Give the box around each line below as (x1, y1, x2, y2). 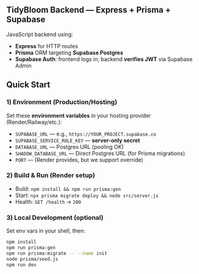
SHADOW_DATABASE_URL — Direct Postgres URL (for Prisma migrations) (15, 150, 186, 157)
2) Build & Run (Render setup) (6, 171, 96, 179)
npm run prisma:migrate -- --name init (6, 250, 108, 256)
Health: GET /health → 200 (15, 198, 82, 205)
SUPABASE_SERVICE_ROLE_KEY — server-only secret (15, 137, 141, 144)
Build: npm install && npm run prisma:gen (15, 185, 121, 192)
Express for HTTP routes (15, 42, 79, 49)
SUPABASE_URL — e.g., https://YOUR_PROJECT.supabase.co (15, 130, 156, 137)
